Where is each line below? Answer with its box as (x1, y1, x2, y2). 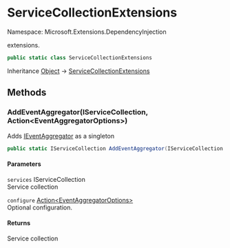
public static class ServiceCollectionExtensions (7, 54, 153, 61)
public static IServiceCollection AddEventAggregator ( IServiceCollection (7, 145, 224, 152)
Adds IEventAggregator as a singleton (7, 132, 115, 140)
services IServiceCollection (7, 175, 86, 183)
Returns (7, 219, 31, 227)
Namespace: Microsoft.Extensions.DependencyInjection (7, 28, 167, 36)
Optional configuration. (7, 203, 73, 211)
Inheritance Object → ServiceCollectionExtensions (7, 67, 150, 75)
